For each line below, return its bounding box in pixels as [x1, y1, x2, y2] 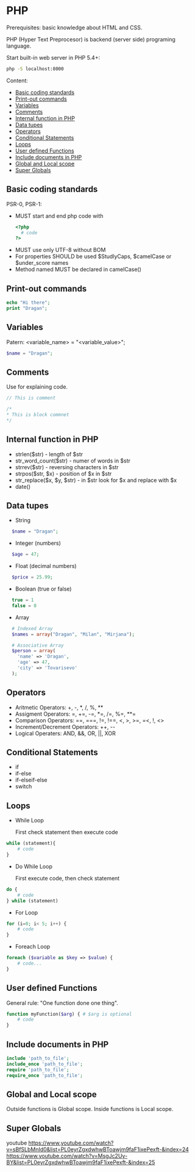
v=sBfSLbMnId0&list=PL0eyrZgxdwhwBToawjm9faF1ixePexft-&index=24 [6, 1146, 189, 1153]
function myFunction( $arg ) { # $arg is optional [6, 1011, 132, 1017]
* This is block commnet [6, 412, 69, 418]
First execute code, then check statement [15, 874, 120, 882]
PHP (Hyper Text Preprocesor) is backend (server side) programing [6, 35, 175, 43]
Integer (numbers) [15, 539, 61, 547]
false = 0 [12, 602, 37, 609]
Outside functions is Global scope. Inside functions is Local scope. [6, 1105, 174, 1113]
